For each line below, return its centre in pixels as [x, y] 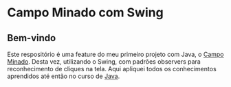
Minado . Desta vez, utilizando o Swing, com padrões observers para [104, 62]
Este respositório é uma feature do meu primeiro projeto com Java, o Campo [115, 54]
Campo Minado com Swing [85, 13]
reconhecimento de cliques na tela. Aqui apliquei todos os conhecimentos [112, 69]
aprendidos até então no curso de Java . [64, 76]
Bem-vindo [32, 38]
